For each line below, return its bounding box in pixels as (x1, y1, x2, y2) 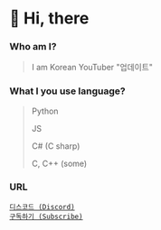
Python (31, 106, 59, 116)
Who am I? (9, 41, 57, 53)
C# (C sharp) (31, 140, 80, 152)
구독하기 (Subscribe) (9, 212, 83, 222)
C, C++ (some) (31, 158, 88, 169)
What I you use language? (9, 85, 126, 97)
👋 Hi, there (9, 8, 90, 29)
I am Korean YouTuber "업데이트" (31, 62, 154, 73)
